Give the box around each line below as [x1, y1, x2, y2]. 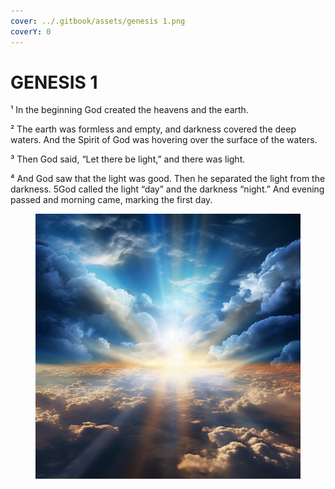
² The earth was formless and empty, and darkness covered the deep [10, 123, 297, 135]
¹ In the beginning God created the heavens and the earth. [10, 104, 249, 116]
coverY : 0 [10, 26, 52, 37]
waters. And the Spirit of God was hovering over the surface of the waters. [10, 134, 318, 146]
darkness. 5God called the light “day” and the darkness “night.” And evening [10, 183, 325, 195]
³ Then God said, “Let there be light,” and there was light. [10, 153, 246, 165]
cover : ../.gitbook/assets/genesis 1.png [10, 16, 186, 26]
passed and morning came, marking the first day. [10, 194, 213, 206]
